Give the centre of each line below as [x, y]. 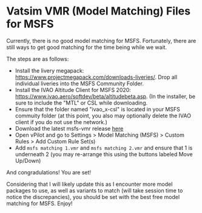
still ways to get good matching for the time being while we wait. [87, 47]
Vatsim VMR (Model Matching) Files [99, 11]
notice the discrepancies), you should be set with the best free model [93, 197]
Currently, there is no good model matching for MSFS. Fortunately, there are [101, 41]
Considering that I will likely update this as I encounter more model [89, 184]
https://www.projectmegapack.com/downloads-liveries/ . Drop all [96, 77]
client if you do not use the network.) [61, 122]
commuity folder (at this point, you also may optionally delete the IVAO [103, 116]
